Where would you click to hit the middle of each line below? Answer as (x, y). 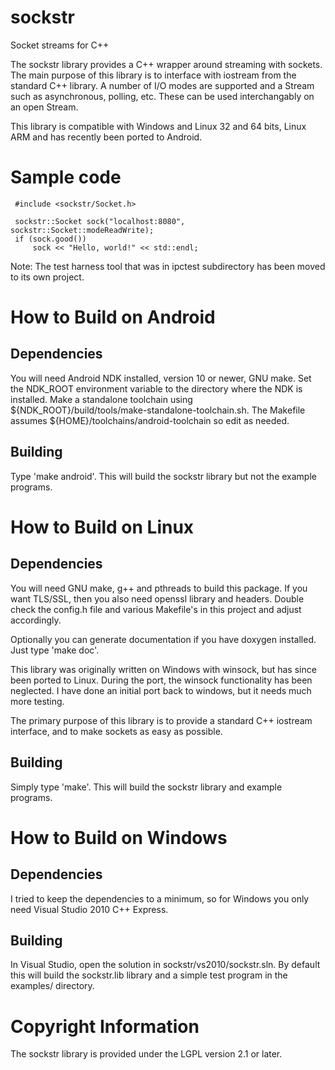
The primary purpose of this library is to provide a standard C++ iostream (161, 720)
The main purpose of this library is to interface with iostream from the (153, 75)
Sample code (66, 177)
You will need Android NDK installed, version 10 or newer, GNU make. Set (161, 378)
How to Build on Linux (102, 527)
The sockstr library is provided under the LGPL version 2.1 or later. (146, 1054)
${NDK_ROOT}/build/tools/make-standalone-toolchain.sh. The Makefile (158, 410)
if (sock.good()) (50, 239)
